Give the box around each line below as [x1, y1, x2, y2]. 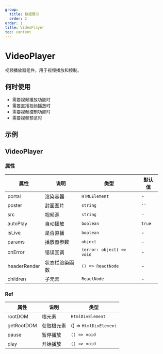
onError [7, 249, 25, 255]
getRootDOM [7, 322, 37, 329]
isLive [7, 229, 21, 236]
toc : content [5, 30, 32, 34]
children [7, 275, 26, 282]
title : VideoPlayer [5, 25, 45, 30]
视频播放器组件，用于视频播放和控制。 [5, 67, 81, 73]
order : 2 [9, 16, 27, 21]
